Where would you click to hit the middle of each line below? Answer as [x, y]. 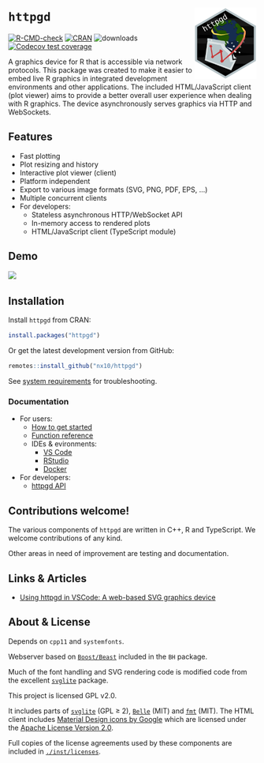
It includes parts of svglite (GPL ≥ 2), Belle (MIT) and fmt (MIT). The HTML [131, 711]
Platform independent [55, 181]
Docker [55, 469]
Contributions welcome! [69, 511]
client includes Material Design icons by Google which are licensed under [127, 719]
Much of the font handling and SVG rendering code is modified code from [128, 671]
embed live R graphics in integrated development [88, 78]
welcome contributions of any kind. [65, 538]
